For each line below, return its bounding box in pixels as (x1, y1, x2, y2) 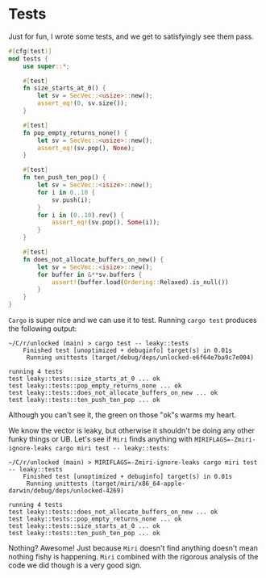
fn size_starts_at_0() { (23, 84, 106, 93)
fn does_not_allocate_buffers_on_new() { (23, 255, 164, 263)
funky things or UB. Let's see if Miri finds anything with (8, 434, 193, 444)
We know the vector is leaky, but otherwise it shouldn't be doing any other (8, 425, 256, 436)
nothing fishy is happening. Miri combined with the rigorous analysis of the (8, 552, 259, 562)
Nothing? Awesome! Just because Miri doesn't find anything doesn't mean (8, 543, 258, 553)
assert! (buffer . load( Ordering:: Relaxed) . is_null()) (51, 278, 229, 287)
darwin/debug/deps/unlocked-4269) (8, 487, 125, 495)
